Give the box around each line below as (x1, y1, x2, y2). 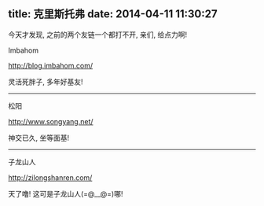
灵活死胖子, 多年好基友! (8, 77, 83, 86)
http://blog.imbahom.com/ (8, 61, 93, 70)
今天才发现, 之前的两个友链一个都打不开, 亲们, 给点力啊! (8, 30, 187, 39)
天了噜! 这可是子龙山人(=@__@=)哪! (8, 189, 123, 198)
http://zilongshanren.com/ (8, 172, 93, 182)
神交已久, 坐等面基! (8, 133, 69, 142)
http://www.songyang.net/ (8, 116, 93, 126)
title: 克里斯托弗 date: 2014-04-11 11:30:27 (8, 7, 218, 21)
